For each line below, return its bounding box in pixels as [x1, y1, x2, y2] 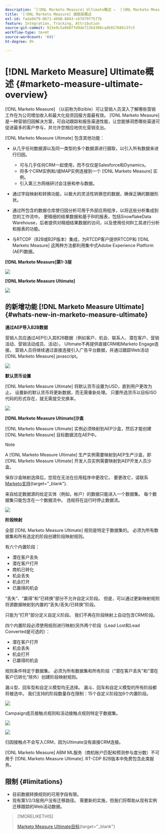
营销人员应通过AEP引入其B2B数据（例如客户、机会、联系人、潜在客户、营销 [5, 334, 160, 340]
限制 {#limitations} [5, 777, 63, 786]
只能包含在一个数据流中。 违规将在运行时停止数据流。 [13, 497, 123, 503]
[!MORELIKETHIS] [17, 813, 54, 819]
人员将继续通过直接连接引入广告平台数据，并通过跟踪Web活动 [23, 347, 149, 353]
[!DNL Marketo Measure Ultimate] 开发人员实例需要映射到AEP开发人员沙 [5, 458, 152, 464]
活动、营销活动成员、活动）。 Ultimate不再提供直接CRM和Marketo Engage [5, 341, 155, 347]
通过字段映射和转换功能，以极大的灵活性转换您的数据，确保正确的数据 [12, 191, 155, 196]
